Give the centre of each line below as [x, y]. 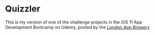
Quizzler [23, 9]
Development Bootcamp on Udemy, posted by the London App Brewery [77, 27]
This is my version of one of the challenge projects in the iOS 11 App [74, 22]
